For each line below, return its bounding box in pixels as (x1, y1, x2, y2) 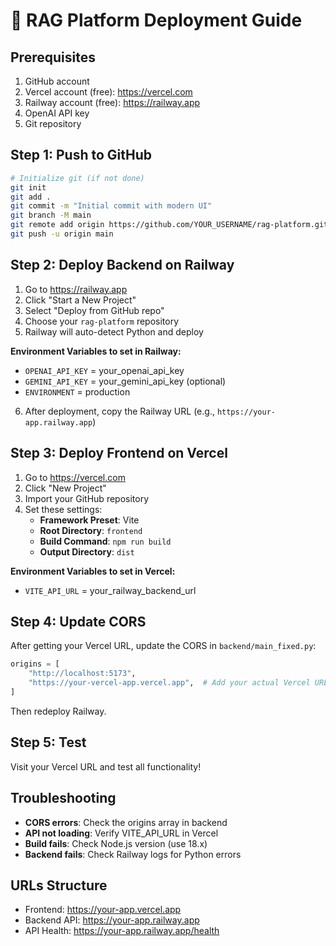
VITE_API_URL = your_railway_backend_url (24, 584, 197, 596)
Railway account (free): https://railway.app (24, 97, 201, 108)
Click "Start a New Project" (24, 294, 137, 306)
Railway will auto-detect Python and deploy (24, 325, 204, 338)
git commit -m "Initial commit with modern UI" (10, 201, 213, 211)
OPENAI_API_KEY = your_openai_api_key (24, 364, 185, 376)
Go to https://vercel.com (24, 471, 126, 483)
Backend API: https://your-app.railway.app (24, 914, 200, 926)
